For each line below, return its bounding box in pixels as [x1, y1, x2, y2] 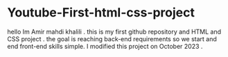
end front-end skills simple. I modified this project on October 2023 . [7, 42, 203, 50]
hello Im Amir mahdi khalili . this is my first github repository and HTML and [7, 27, 222, 36]
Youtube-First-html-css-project [7, 5, 195, 21]
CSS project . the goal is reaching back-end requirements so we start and [7, 34, 217, 43]
